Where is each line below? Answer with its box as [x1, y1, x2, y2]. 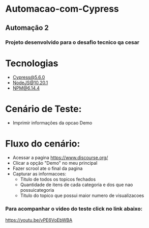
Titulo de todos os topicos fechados [20, 176, 96, 183]
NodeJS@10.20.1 [12, 80, 48, 86]
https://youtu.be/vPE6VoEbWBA [5, 217, 73, 223]
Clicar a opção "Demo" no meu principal [12, 160, 98, 166]
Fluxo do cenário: [5, 138, 80, 149]
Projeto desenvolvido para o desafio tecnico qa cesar [5, 39, 140, 46]
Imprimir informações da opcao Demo [12, 120, 93, 126]
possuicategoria [20, 187, 54, 193]
